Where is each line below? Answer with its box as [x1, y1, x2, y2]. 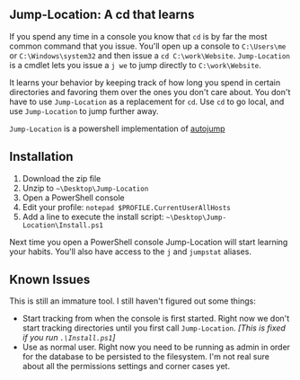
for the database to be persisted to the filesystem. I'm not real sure [22, 351, 269, 362]
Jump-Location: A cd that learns [9, 7, 195, 22]
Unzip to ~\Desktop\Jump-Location [22, 182, 149, 193]
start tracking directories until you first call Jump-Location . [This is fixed [22, 323, 286, 333]
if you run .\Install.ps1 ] [22, 332, 116, 343]
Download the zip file [22, 172, 101, 183]
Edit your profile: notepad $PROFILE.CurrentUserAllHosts [22, 201, 231, 212]
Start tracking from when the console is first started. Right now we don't [22, 314, 290, 324]
